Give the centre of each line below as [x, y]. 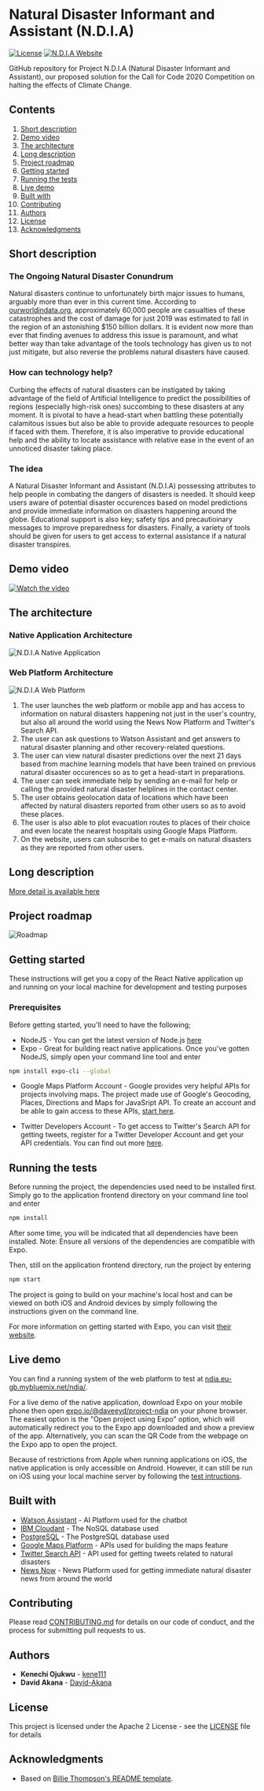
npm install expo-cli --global [60, 1071]
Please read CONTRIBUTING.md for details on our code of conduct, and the [132, 1622]
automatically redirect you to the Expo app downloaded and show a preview [132, 1427]
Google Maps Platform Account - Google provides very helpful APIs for [135, 1086]
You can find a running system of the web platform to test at [106, 1378]
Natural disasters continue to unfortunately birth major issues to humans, [127, 294]
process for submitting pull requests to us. [77, 1630]
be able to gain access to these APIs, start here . [98, 1111]
